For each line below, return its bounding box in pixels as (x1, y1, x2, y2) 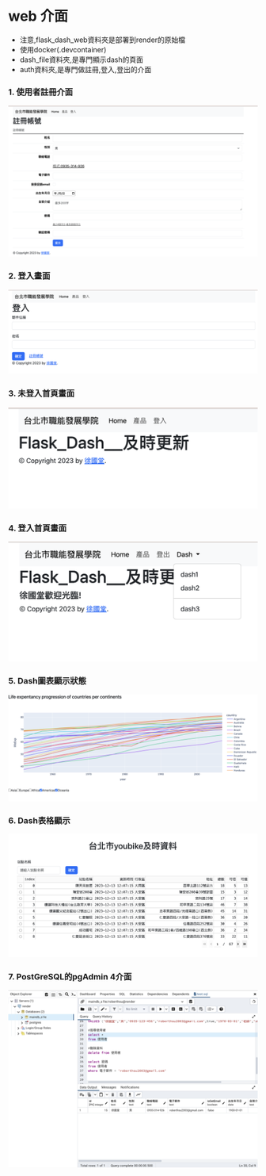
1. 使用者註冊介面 (8, 86, 74, 98)
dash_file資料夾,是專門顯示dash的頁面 (19, 55, 144, 64)
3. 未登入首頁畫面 (8, 388, 75, 399)
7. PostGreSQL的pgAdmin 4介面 (8, 971, 132, 982)
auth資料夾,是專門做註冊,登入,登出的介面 (19, 64, 152, 74)
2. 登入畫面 (8, 270, 51, 282)
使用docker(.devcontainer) (19, 44, 107, 54)
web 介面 (8, 7, 69, 25)
